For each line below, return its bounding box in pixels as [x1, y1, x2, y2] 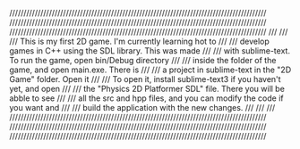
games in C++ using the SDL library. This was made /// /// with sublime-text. [9, 46, 291, 56]
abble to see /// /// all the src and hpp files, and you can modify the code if [9, 93, 284, 103]
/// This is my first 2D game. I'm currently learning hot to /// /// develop [9, 36, 270, 46]
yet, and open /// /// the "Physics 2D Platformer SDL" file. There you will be [9, 84, 285, 94]
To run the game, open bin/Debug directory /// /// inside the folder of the [9, 55, 277, 65]
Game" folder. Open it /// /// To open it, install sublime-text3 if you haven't [9, 74, 281, 84]
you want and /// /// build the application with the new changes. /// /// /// [9, 103, 276, 112]
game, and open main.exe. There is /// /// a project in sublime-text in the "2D [9, 64, 292, 75]
